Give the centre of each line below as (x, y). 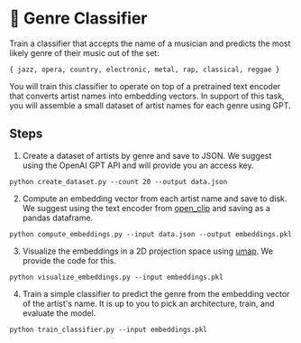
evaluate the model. (59, 313)
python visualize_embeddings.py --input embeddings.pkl (116, 277)
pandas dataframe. (58, 218)
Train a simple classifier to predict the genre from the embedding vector (156, 293)
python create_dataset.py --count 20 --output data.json (119, 181)
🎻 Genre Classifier (78, 19)
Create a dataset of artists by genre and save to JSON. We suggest (147, 155)
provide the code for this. (69, 260)
